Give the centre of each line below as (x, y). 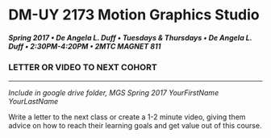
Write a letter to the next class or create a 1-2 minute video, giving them (127, 117)
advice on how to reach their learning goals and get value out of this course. (135, 125)
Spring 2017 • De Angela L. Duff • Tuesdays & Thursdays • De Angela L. (130, 37)
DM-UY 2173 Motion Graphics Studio (134, 15)
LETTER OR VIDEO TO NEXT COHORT (83, 68)
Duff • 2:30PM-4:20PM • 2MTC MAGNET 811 (85, 46)
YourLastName (33, 101)
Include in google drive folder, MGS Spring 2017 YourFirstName (114, 92)
